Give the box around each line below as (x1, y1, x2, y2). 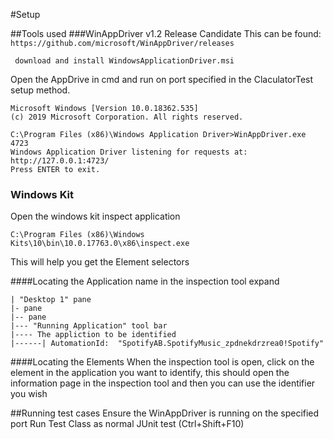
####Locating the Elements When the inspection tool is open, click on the (10, 356, 315, 368)
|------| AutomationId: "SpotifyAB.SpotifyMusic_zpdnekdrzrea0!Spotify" (10, 339, 325, 349)
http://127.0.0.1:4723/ (10, 156, 110, 166)
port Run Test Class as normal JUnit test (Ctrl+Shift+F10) (10, 418, 245, 430)
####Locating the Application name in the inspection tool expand (10, 275, 280, 288)
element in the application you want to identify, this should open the (10, 367, 290, 379)
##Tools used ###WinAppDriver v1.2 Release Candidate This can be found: (10, 28, 322, 39)
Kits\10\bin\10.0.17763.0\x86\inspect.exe (10, 239, 190, 249)
